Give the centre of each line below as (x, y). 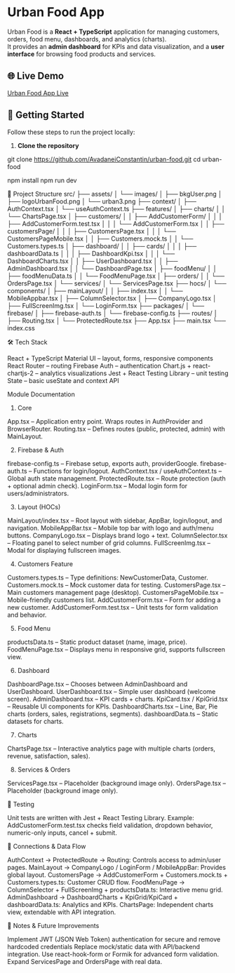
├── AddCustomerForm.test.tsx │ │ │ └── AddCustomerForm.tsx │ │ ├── (116, 223)
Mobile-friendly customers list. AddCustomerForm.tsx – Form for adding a (114, 600)
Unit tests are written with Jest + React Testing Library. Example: (101, 817)
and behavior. (27, 615)
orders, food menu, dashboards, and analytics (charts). (87, 39)
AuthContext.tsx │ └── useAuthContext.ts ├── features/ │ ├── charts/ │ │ (116, 208)
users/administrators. (38, 493)
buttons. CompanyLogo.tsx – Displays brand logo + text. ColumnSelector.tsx (117, 535)
